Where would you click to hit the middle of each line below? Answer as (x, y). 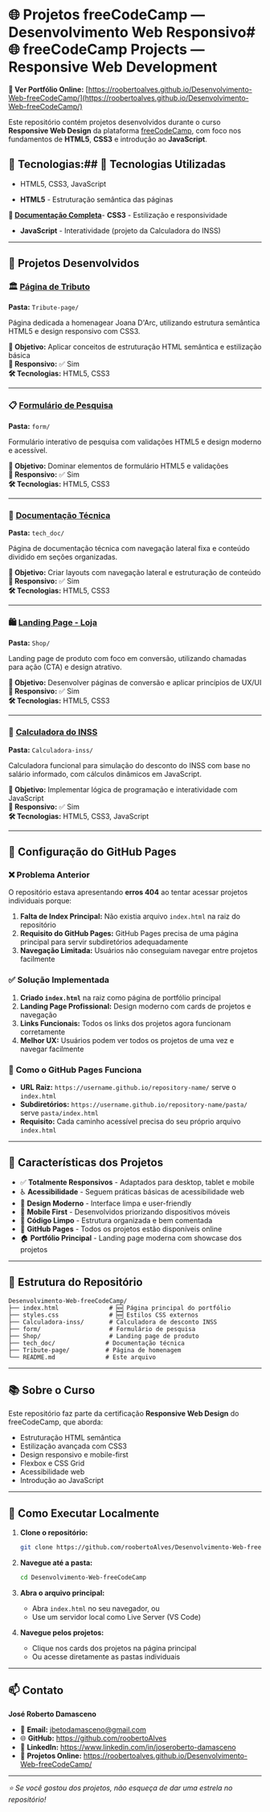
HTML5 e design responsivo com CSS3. (74, 331)
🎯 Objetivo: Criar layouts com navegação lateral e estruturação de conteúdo (135, 573)
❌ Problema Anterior (49, 874)
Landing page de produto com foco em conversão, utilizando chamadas (127, 659)
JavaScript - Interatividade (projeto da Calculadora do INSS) (120, 230)
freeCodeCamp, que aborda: (56, 1422)
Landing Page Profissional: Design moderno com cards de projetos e (135, 1006)
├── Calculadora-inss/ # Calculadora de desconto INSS (113, 1322)
